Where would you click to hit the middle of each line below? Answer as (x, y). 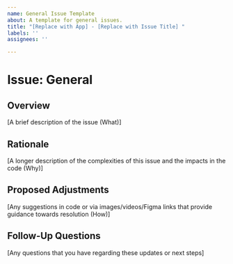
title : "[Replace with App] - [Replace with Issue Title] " (96, 26)
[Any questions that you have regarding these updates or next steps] (106, 253)
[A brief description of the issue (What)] (64, 122)
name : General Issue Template (51, 14)
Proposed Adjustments (58, 190)
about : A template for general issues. (65, 20)
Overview (29, 105)
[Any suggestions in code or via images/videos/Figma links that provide (110, 206)
